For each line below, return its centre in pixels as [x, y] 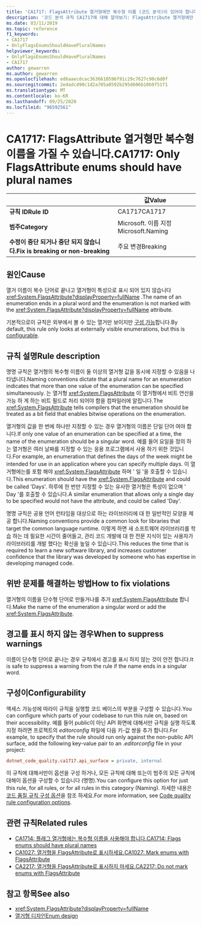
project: [16, 749]
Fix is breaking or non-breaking [63, 251]
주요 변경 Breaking [142, 247]
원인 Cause [26, 274]
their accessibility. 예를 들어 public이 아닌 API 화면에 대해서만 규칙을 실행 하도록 [101, 722]
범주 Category [29, 227]
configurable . [23, 335]
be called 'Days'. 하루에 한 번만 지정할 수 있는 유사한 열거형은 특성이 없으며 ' [96, 487]
